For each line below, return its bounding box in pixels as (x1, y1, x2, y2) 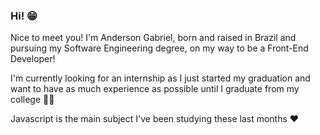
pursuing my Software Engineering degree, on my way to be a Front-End (10, 42, 309, 54)
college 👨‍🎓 (10, 94, 55, 106)
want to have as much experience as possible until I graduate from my (10, 83, 300, 95)
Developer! (10, 53, 56, 65)
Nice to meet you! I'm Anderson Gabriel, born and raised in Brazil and (10, 32, 297, 44)
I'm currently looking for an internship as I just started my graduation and (10, 72, 311, 84)
